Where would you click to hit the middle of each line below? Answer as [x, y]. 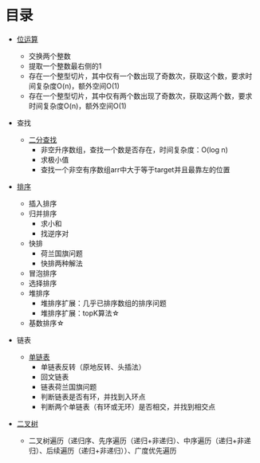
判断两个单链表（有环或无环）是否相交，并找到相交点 [128, 406]
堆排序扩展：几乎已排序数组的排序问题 [103, 303]
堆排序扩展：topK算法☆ [80, 313]
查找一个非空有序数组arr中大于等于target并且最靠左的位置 [135, 169]
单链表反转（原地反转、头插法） [93, 367]
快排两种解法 [61, 263]
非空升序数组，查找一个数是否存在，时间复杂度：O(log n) [134, 149]
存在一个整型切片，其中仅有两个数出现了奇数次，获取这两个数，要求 [140, 96]
